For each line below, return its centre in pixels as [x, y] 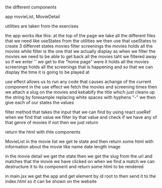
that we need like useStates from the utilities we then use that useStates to [81, 41]
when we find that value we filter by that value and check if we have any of [81, 117]
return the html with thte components [43, 132]
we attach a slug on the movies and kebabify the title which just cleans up [80, 92]
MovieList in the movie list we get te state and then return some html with [79, 141]
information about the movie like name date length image [63, 147]
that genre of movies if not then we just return [52, 122]
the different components [31, 7]
